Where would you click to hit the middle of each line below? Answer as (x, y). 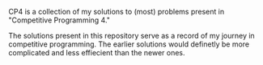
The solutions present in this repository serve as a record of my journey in (131, 36)
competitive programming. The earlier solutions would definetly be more (129, 44)
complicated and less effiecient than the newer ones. (97, 53)
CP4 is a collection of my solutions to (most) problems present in (117, 12)
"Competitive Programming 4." (59, 20)
